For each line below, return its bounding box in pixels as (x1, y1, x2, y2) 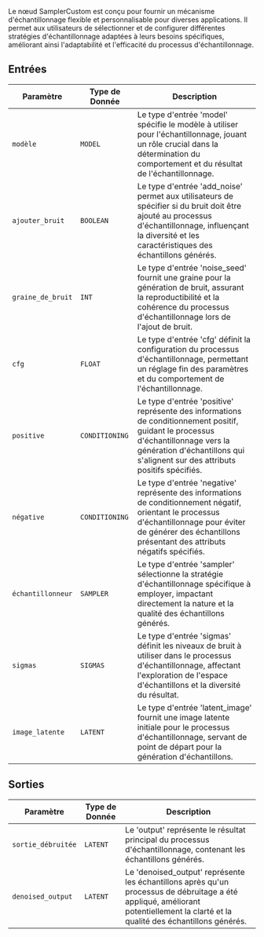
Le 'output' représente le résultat (125, 824, 246, 835)
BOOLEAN (79, 216, 109, 225)
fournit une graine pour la (137, 272, 231, 283)
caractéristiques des (137, 240, 214, 251)
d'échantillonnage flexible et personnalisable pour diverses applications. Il (8, 15, 248, 24)
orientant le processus (137, 507, 220, 518)
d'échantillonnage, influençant (137, 220, 250, 231)
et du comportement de (137, 373, 225, 384)
